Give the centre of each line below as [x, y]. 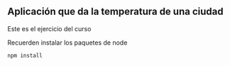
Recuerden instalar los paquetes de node [67, 43]
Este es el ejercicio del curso [49, 28]
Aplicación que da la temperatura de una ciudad [115, 12]
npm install [25, 55]
